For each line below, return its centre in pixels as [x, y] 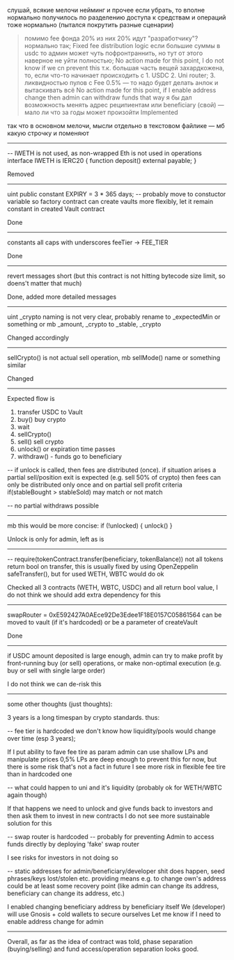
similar [17, 365]
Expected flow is [31, 399]
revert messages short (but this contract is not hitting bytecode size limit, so [116, 276]
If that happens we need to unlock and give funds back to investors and [110, 808]
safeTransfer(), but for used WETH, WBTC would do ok [86, 574]
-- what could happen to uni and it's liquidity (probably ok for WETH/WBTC [115, 787]
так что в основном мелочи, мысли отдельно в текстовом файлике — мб [116, 126]
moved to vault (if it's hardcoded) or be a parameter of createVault [102, 622]
